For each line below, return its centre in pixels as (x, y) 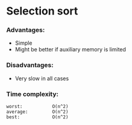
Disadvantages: (30, 65)
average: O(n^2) (37, 112)
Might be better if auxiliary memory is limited (71, 50)
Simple (24, 43)
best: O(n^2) (37, 117)
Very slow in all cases (42, 78)
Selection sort (42, 11)
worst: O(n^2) (37, 107)
